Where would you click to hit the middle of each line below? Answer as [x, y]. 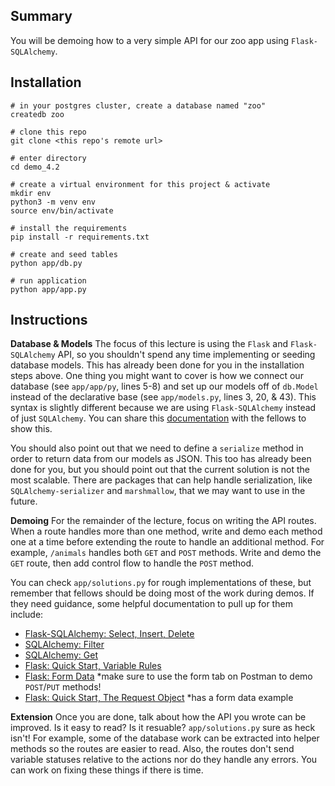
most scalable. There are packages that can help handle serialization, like [161, 480]
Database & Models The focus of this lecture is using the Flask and [149, 344]
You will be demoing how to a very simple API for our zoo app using [150, 40]
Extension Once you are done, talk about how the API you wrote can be [158, 717]
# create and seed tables [64, 254]
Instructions [49, 320]
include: [27, 615]
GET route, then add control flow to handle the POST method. [132, 563]
